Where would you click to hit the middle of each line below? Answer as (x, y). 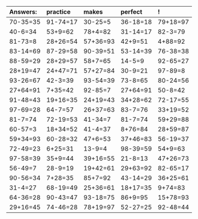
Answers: (23, 12)
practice (58, 12)
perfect (132, 12)
